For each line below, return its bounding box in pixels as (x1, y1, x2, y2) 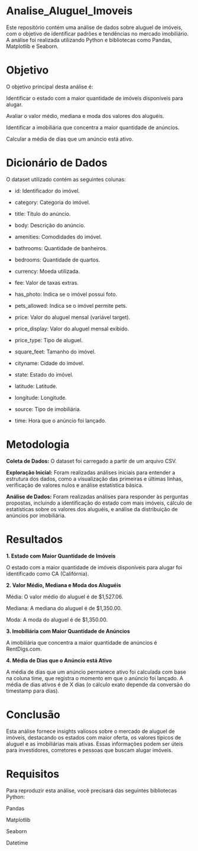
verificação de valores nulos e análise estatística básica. (6, 482, 144, 489)
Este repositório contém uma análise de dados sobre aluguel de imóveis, (6, 24, 183, 31)
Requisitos (6, 767, 60, 780)
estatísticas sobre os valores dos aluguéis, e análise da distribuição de (6, 505, 178, 512)
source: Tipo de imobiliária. (14, 405, 82, 413)
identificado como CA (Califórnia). (6, 570, 89, 577)
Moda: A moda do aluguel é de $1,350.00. (6, 616, 108, 623)
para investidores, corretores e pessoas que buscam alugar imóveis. (6, 746, 173, 754)
